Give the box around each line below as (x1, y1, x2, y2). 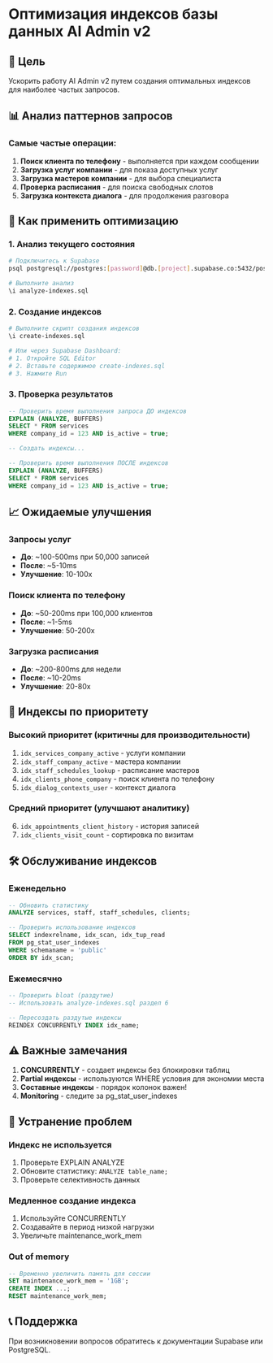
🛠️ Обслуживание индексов (8, 854, 158, 868)
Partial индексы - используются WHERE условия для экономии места (19, 1074, 265, 1083)
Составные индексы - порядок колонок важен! (19, 1083, 187, 1092)
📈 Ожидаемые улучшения (8, 505, 152, 519)
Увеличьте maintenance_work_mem (19, 1231, 142, 1240)
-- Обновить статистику (8, 901, 89, 909)
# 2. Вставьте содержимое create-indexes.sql (8, 362, 165, 370)
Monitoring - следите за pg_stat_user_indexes (19, 1091, 178, 1101)
